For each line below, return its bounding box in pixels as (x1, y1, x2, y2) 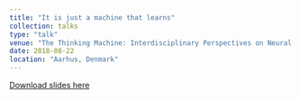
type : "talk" (9, 30, 59, 39)
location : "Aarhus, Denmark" (9, 55, 119, 64)
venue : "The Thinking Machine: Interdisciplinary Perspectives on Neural (9, 38, 293, 48)
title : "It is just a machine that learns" (9, 13, 176, 22)
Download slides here (9, 80, 90, 90)
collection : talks (9, 22, 78, 31)
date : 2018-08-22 (9, 47, 75, 56)
